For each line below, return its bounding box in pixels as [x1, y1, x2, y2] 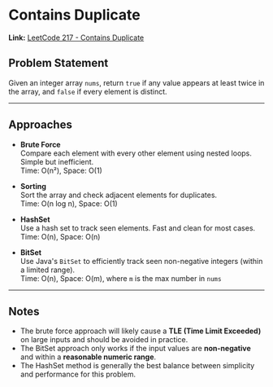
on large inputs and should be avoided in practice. [19, 335, 188, 345]
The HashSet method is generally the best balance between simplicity [19, 361, 255, 371]
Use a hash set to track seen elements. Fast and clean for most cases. [19, 222, 256, 233]
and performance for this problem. [19, 369, 136, 380]
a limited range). [19, 265, 76, 275]
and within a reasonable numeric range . [19, 352, 157, 362]
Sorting [19, 181, 47, 191]
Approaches [8, 118, 73, 132]
